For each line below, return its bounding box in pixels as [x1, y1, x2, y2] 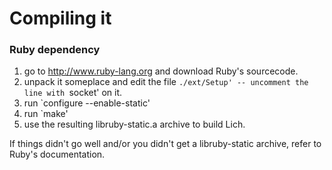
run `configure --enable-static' [23, 97, 151, 109]
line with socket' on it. [23, 87, 123, 99]
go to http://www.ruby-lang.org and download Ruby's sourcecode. [23, 65, 299, 77]
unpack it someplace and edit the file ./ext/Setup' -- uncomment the [23, 76, 309, 88]
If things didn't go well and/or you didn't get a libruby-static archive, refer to [9, 138, 322, 150]
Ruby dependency [9, 43, 101, 57]
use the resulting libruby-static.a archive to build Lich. [23, 118, 246, 131]
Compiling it [9, 7, 112, 30]
